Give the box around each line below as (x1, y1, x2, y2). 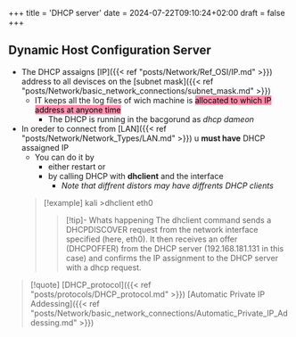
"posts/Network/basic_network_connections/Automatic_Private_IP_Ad (29, 308, 289, 318)
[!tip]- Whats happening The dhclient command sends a (65, 214, 272, 226)
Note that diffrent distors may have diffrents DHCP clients (61, 180, 274, 191)
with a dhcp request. (65, 262, 142, 273)
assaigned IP (21, 142, 69, 152)
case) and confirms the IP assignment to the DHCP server (65, 252, 278, 263)
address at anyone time (34, 104, 121, 115)
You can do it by (34, 152, 95, 162)
